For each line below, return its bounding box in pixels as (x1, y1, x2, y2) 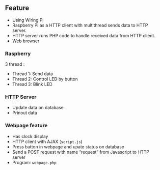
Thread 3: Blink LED (12, 81, 53, 87)
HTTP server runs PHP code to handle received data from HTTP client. (12, 32, 156, 38)
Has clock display (12, 133, 48, 139)
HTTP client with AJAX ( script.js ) (12, 139, 82, 144)
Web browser (12, 38, 40, 44)
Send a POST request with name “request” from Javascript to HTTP (12, 149, 150, 155)
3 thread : (5, 61, 25, 67)
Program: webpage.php (12, 159, 56, 165)
